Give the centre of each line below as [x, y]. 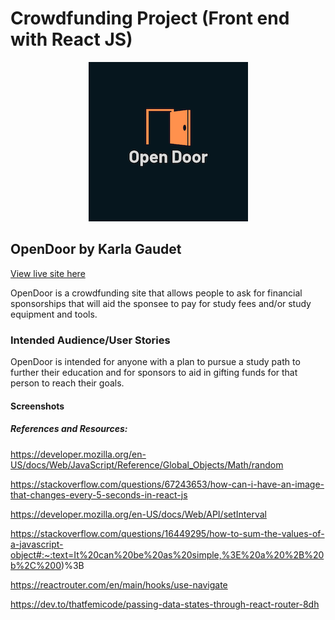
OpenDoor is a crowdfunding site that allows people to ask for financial [156, 293]
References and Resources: [69, 429]
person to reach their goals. [67, 383]
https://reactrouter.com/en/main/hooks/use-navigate [119, 584]
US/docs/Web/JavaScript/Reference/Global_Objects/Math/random [147, 464]
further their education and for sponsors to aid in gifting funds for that [154, 373]
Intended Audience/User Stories [90, 340]
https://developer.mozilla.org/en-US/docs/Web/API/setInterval [138, 514]
